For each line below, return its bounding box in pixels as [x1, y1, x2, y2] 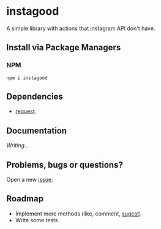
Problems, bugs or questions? [6, 160, 124, 170]
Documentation [6, 125, 67, 136]
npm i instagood [6, 75, 48, 81]
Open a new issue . [6, 176, 53, 184]
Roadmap [6, 193, 44, 204]
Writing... [6, 142, 29, 149]
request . [15, 107, 37, 115]
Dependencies [6, 91, 63, 102]
